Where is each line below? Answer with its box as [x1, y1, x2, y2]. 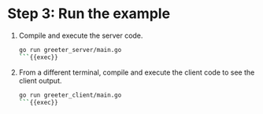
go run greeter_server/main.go [18, 46, 122, 53]
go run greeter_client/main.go [18, 91, 122, 99]
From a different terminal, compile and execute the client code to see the [18, 68, 255, 77]
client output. [18, 75, 62, 85]
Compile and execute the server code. [18, 31, 143, 40]
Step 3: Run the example [7, 5, 171, 23]
